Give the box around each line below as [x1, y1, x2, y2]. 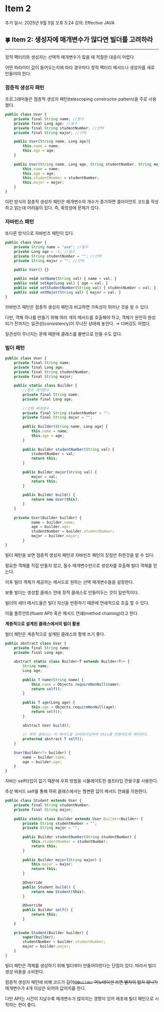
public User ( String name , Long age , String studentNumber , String [14, 162, 152, 167]
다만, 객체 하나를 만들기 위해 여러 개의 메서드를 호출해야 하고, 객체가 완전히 [5, 314, 147, 320]
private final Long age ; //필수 [14, 121, 78, 126]
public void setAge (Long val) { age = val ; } [14, 281, 108, 286]
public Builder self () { [22, 908, 73, 913]
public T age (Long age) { [22, 700, 76, 705]
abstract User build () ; [22, 723, 71, 728]
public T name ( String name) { [22, 677, 84, 682]
